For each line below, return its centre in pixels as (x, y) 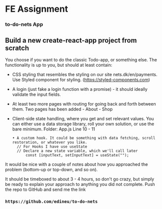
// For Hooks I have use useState (52, 146)
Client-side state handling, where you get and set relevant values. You (83, 118)
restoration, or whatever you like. (50, 142)
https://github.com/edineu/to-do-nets (52, 201)
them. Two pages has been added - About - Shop (62, 109)
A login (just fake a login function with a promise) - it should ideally (80, 89)
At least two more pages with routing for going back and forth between (84, 104)
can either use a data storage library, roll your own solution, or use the (83, 124)
